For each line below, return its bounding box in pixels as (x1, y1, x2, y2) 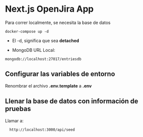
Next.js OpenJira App (5, 3, 94, 15)
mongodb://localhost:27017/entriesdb (5, 56, 82, 62)
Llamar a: (5, 117, 24, 123)
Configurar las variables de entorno (5, 70, 115, 78)
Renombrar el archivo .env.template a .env (5, 83, 92, 89)
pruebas (5, 105, 31, 113)
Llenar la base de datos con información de (5, 97, 139, 106)
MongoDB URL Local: (12, 47, 55, 53)
